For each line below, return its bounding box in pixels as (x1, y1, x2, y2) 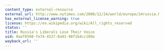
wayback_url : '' (5, 39, 38, 44)
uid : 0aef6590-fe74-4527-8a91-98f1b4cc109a (5, 34, 95, 39)
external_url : (5, 12, 34, 17)
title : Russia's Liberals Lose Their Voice (5, 30, 95, 34)
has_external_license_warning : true (5, 16, 80, 21)
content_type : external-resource (5, 7, 73, 12)
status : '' (5, 25, 27, 30)
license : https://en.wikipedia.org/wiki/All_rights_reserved (5, 20, 132, 26)
